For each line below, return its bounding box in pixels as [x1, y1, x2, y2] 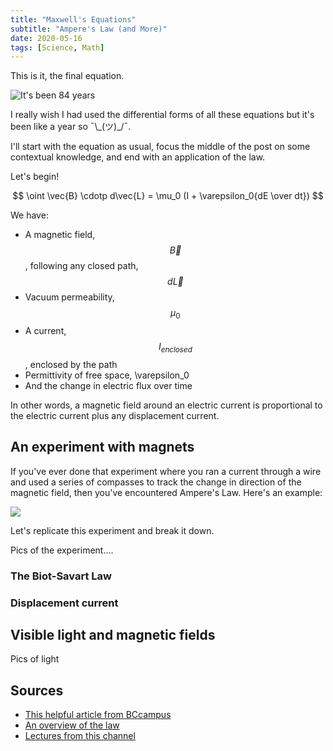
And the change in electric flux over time [24, 379, 193, 391]
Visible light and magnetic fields [10, 626, 216, 643]
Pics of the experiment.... [10, 544, 114, 556]
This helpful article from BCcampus [24, 709, 172, 721]
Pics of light [10, 653, 60, 665]
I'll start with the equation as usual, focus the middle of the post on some [10, 141, 311, 153]
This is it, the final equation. [10, 70, 125, 82]
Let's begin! [10, 171, 60, 183]
